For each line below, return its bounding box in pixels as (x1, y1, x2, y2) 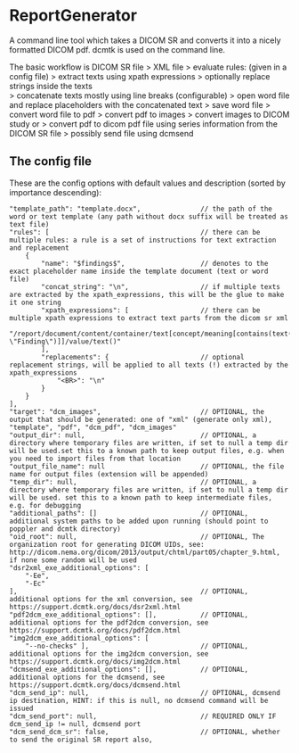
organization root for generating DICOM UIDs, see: (9, 540, 205, 549)
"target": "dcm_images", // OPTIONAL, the (9, 407, 265, 416)
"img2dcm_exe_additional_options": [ (9, 633, 149, 642)
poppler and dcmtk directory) (9, 524, 122, 534)
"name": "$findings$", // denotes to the (41, 259, 269, 268)
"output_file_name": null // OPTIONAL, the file (9, 461, 285, 471)
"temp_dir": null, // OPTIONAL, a (9, 477, 256, 486)
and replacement (9, 243, 69, 252)
